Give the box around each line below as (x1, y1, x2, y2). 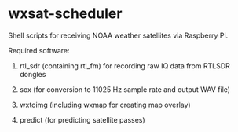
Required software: (8, 46, 70, 55)
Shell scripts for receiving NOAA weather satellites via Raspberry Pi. (8, 31, 229, 40)
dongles (19, 69, 46, 79)
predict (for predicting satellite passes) (19, 115, 145, 124)
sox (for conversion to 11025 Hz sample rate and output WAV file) (19, 84, 230, 94)
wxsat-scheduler (8, 5, 123, 23)
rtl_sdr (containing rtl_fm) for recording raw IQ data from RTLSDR (19, 60, 230, 71)
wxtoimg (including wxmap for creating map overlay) (19, 100, 191, 109)
